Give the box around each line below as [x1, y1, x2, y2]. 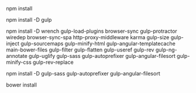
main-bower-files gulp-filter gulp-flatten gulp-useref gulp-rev [6, 46, 154, 53]
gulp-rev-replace [32, 58, 74, 66]
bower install [6, 81, 37, 88]
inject [6, 40, 19, 47]
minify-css [6, 58, 32, 66]
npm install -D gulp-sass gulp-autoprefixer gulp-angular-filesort [6, 70, 160, 77]
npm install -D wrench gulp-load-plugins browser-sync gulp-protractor [6, 27, 177, 35]
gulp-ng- [155, 46, 177, 53]
